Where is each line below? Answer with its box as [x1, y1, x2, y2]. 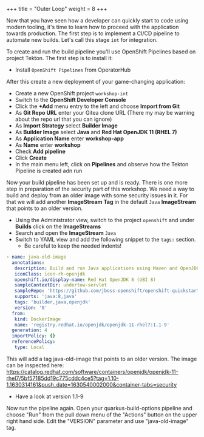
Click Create [15, 154, 47, 161]
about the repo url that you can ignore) [15, 115, 112, 123]
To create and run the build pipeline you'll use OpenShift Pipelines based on [6, 48, 196, 55]
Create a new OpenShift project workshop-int [15, 90, 129, 97]
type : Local [14, 344, 45, 350]
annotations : [12, 259, 45, 266]
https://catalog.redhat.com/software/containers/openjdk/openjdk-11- [6, 368, 178, 375]
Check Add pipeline [15, 148, 66, 155]
